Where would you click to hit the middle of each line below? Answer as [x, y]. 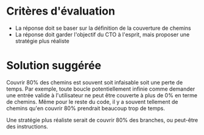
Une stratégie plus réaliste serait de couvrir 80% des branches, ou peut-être [102, 120]
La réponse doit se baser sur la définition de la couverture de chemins [103, 28]
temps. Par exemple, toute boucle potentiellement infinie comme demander [101, 89]
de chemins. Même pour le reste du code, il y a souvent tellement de [92, 102]
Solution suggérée [54, 66]
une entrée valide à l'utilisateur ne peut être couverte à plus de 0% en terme [102, 95]
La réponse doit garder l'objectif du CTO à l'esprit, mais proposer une [102, 34]
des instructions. [27, 126]
